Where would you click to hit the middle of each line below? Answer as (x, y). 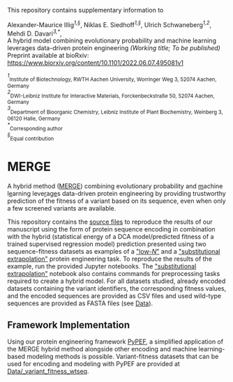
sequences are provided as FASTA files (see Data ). (80, 303)
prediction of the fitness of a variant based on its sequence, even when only (116, 201)
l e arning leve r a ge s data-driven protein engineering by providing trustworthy (117, 193)
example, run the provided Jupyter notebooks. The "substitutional (102, 266)
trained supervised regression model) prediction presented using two (107, 244)
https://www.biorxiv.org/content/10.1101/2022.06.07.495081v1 (95, 63)
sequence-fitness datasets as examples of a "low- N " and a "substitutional (114, 251)
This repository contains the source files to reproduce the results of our (110, 222)
